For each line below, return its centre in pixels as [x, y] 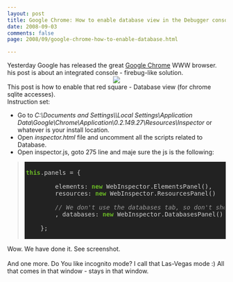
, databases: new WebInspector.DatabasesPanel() [139, 215]
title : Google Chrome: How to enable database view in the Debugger [108, 20]
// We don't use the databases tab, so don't [134, 208]
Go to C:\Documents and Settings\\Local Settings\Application [105, 115]
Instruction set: [29, 102]
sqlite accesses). [31, 94]
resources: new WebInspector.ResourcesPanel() [136, 194]
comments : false [31, 33]
